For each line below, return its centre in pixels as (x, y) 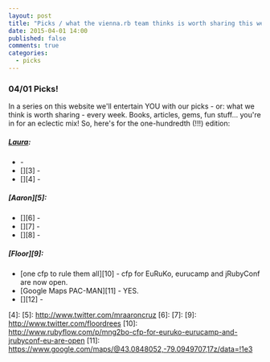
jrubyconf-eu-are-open (47, 341)
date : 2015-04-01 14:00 (48, 31)
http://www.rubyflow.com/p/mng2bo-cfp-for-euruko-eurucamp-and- (123, 332)
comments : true (34, 46)
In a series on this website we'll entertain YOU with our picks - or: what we (131, 106)
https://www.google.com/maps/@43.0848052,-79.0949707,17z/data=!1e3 (131, 349)
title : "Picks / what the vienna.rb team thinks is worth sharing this (131, 23)
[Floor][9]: (26, 253)
